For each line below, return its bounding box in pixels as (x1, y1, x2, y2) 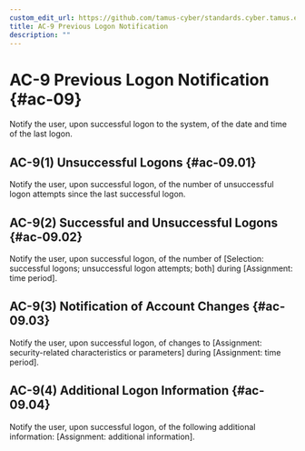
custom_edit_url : (9, 13, 75, 23)
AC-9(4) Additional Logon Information (9, 383, 230, 398)
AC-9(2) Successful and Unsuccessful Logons (9, 215, 279, 230)
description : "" (9, 30, 71, 39)
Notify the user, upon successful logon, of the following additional (9, 421, 256, 432)
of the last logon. (9, 128, 73, 139)
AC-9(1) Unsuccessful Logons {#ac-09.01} (9, 155, 257, 170)
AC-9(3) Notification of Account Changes (9, 299, 250, 315)
